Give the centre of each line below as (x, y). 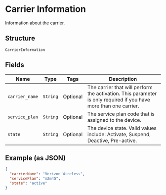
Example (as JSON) (35, 158)
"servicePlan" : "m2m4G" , (35, 179)
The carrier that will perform (120, 87)
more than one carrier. (113, 106)
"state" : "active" (29, 183)
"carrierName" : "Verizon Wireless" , (47, 174)
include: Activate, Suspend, (119, 134)
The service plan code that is (121, 114)
